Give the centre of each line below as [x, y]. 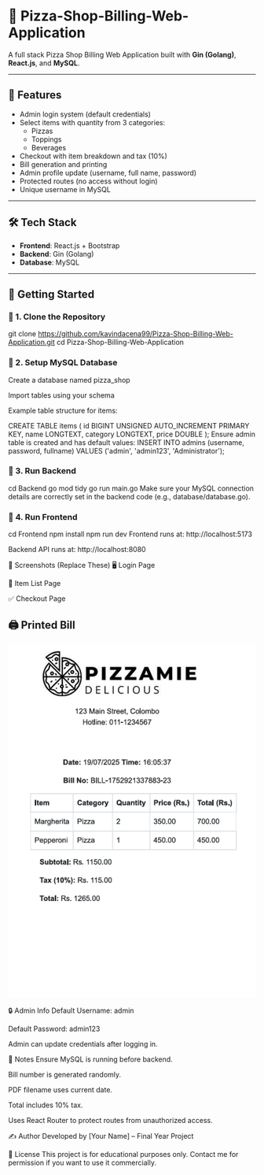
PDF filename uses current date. [60, 1090]
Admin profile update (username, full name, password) [108, 172]
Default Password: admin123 [54, 1029]
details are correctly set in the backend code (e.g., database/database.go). [129, 496]
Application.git [31, 343]
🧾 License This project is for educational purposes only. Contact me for [123, 1155]
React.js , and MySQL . [44, 63]
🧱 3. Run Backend [42, 471]
